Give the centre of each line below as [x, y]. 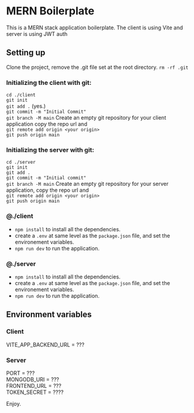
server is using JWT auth [37, 33]
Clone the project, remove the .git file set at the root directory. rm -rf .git [97, 67]
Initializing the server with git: [50, 149]
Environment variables [49, 315]
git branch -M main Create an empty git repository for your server [87, 184]
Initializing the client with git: [49, 82]
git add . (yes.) [26, 106]
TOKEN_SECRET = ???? [35, 392]
